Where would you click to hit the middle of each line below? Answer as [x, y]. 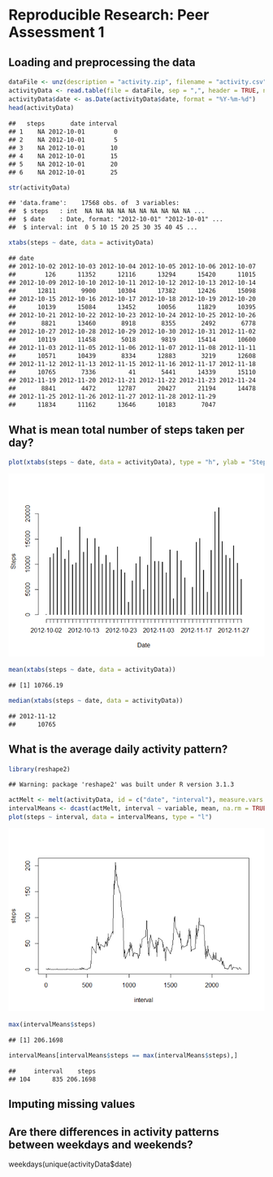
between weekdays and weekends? [101, 1144]
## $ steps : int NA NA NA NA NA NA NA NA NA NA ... [107, 211]
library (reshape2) [39, 769]
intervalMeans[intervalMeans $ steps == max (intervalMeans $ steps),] [123, 1055]
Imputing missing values [72, 1104]
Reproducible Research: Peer [109, 15]
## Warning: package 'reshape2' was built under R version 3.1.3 [121, 785]
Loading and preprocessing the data [102, 62]
